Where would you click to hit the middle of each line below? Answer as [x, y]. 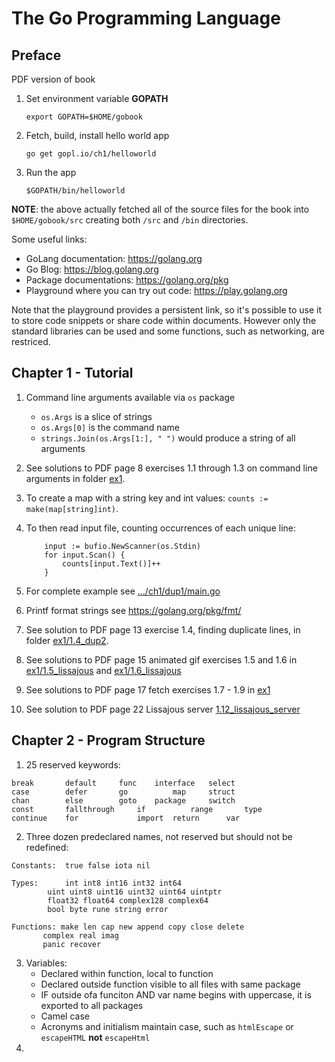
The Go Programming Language [146, 18]
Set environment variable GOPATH [97, 98]
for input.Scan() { [85, 555]
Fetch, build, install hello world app [97, 135]
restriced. [31, 341]
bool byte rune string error [108, 909]
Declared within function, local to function [127, 973]
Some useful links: [49, 239]
